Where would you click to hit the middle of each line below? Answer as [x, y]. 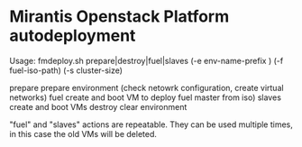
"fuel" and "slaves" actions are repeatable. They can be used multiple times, [151, 124]
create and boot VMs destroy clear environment [98, 106]
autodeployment [73, 36]
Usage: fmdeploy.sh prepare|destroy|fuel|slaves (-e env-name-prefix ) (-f [146, 60]
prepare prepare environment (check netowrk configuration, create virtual [146, 87]
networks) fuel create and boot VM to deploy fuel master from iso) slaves [146, 97]
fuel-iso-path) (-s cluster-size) [66, 70]
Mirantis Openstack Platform [119, 17]
